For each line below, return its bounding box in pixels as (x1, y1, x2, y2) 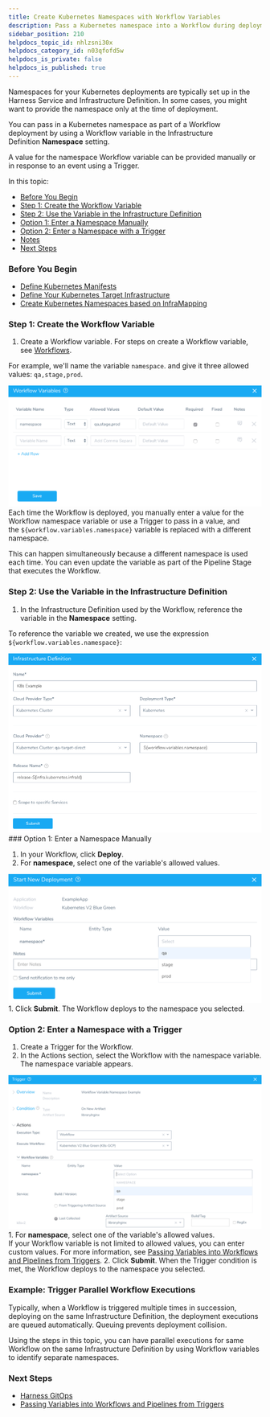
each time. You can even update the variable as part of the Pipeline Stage (8, 557, 252, 567)
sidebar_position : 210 (8, 30, 84, 38)
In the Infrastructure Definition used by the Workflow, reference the (19, 604, 243, 614)
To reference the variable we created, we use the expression (8, 628, 210, 639)
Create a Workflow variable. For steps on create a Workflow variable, (19, 337, 249, 347)
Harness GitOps (19, 1390, 73, 1400)
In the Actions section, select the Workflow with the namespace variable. (19, 1050, 262, 1061)
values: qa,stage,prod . (8, 370, 83, 380)
